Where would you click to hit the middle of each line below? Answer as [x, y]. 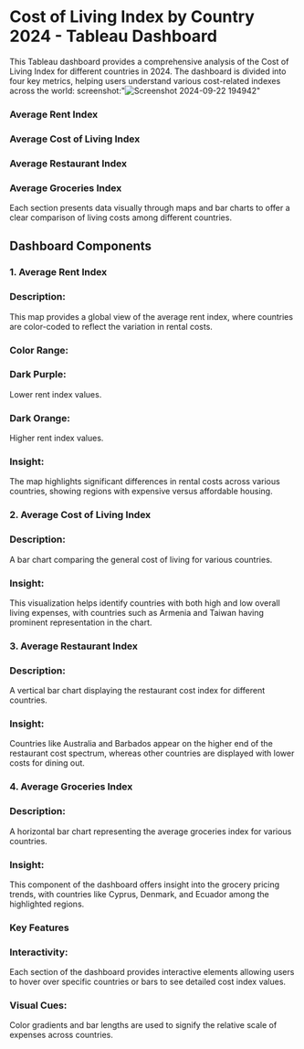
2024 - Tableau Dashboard [113, 36]
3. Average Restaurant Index [74, 646]
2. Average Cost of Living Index [80, 515]
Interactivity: [39, 952]
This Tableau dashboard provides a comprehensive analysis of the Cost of [149, 61]
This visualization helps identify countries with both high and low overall [145, 603]
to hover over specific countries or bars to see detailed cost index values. [147, 982]
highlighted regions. [47, 904]
